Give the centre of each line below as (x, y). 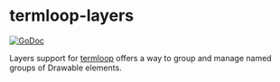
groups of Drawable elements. (65, 68)
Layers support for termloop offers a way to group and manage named (141, 58)
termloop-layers (71, 16)
